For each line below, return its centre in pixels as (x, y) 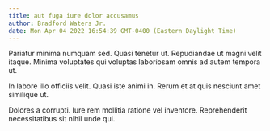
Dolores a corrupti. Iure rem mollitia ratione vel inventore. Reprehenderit (128, 110)
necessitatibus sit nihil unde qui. (62, 119)
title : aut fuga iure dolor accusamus (74, 16)
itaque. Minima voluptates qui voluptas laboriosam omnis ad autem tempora (135, 62)
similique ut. (29, 95)
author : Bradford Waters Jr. (57, 23)
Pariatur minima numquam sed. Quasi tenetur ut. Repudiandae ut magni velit (135, 54)
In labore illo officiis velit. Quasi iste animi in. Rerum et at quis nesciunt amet (135, 86)
